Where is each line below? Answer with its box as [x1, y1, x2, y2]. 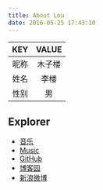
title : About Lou [8, 11, 65, 20]
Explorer [8, 115, 51, 128]
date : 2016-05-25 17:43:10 [8, 19, 96, 27]
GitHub [19, 154, 43, 163]
